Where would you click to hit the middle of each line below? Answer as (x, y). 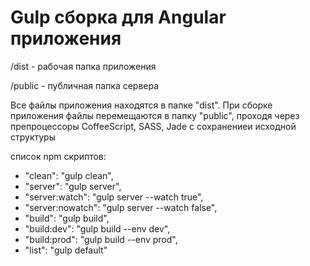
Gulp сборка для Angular (118, 17)
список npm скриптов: (58, 156)
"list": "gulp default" (66, 250)
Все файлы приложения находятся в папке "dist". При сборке (141, 105)
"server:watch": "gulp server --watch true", (114, 197)
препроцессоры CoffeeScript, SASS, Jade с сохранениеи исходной (153, 126)
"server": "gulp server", (73, 186)
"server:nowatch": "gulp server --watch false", (121, 207)
